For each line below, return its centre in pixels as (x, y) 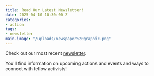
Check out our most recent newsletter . (46, 53)
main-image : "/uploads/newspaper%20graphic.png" (58, 39)
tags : (11, 29)
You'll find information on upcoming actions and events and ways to (77, 63)
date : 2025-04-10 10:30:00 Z (36, 15)
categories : (18, 20)
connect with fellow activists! (36, 69)
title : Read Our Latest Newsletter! (44, 10)
